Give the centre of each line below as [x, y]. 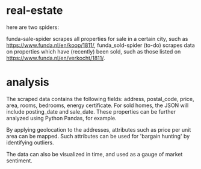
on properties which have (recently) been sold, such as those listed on [94, 51]
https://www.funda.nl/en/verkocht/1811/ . [56, 58]
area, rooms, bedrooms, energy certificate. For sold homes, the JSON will [97, 105]
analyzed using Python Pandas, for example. [61, 118]
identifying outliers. [30, 143]
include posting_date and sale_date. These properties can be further [91, 111]
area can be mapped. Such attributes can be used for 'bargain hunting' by [98, 136]
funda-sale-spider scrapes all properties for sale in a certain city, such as [97, 38]
